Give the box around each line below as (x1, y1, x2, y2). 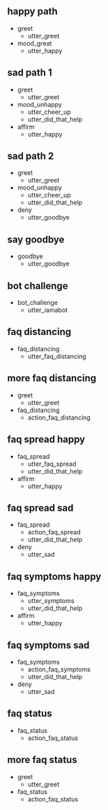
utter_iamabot (27, 306, 68, 314)
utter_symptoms (27, 597, 75, 605)
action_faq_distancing (27, 413, 91, 422)
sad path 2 (7, 150, 54, 162)
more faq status (7, 754, 78, 766)
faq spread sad (7, 502, 74, 513)
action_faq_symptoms (27, 665, 91, 674)
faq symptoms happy (7, 570, 102, 583)
